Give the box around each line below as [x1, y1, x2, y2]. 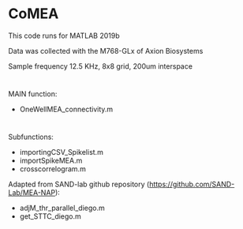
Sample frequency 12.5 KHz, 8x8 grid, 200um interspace [8, 61, 193, 71]
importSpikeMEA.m [19, 156, 83, 166]
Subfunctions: [8, 132, 54, 142]
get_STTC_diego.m [19, 212, 81, 221]
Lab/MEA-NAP [8, 188, 56, 197]
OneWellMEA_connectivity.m [19, 104, 114, 114]
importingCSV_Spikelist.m [19, 148, 104, 157]
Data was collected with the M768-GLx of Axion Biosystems [8, 46, 204, 55]
